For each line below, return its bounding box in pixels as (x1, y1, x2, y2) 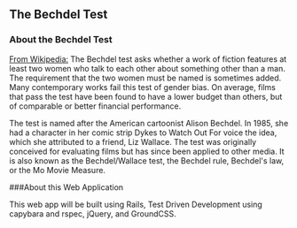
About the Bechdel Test (9, 34, 113, 46)
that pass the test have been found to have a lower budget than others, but (9, 91, 283, 102)
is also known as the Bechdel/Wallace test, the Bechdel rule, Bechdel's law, (9, 155, 285, 166)
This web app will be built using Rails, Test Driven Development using (9, 199, 263, 209)
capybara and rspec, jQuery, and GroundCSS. (9, 208, 176, 219)
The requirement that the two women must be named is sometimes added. (9, 72, 282, 83)
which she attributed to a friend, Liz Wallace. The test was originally (9, 136, 257, 147)
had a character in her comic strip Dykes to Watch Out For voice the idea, (9, 127, 277, 138)
